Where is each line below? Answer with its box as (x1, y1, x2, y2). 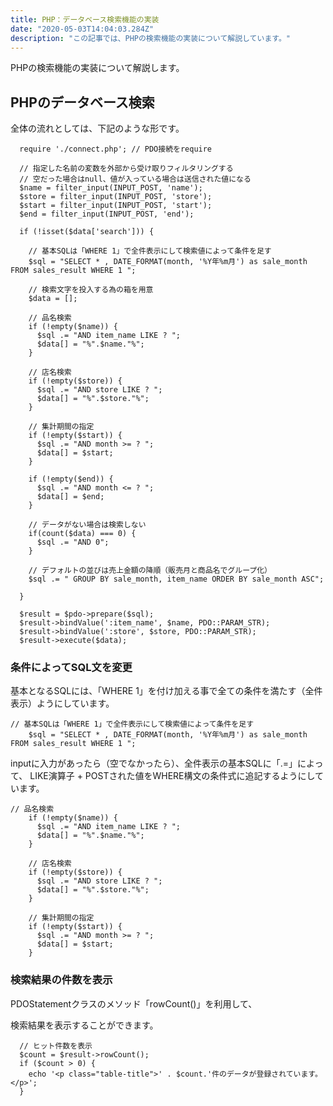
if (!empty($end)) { (28, 474, 114, 485)
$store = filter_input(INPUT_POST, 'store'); (19, 192, 213, 202)
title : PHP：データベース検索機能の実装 (10, 14, 160, 25)
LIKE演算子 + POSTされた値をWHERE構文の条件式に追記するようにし (29, 770, 316, 782)
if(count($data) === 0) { (28, 529, 137, 539)
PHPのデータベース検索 (10, 94, 155, 111)
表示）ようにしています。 (10, 697, 115, 710)
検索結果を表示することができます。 (10, 1019, 159, 1031)
